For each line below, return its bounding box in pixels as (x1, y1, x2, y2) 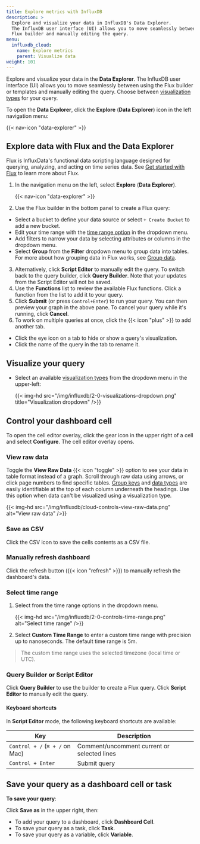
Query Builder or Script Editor (6, 671, 93, 679)
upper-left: (14, 380, 42, 388)
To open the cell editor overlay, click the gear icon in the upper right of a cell (6, 431, 193, 438)
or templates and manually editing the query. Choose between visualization (6, 88, 191, 95)
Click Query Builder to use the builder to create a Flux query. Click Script (6, 684, 186, 691)
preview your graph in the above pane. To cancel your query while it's (14, 304, 186, 311)
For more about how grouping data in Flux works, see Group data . (14, 254, 177, 261)
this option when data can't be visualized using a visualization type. (6, 492, 172, 499)
